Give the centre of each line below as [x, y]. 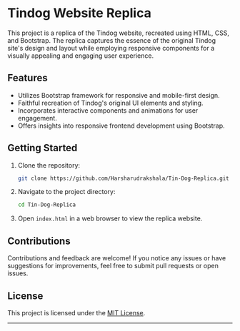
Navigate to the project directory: [66, 192]
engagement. [37, 118]
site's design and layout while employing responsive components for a [111, 48]
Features [27, 78]
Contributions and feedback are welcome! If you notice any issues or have [117, 258]
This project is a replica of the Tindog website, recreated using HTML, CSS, [119, 33]
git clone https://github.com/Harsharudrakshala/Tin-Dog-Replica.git [124, 178]
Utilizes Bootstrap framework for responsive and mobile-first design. [119, 95]
